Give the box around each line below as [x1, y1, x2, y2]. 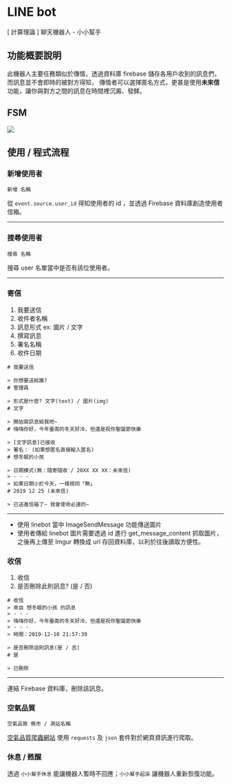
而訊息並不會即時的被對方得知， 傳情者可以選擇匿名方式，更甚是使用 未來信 [7, 78, 220, 86]
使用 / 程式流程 [7, 146, 70, 158]
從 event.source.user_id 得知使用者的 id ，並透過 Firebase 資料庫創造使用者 [7, 199, 223, 207]
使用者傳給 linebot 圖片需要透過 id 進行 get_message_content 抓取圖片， [16, 529, 223, 537]
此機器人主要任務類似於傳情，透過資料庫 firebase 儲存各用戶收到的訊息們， [7, 70, 221, 78]
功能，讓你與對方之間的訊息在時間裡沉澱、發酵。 [7, 87, 146, 95]
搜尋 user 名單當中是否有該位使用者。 [7, 263, 113, 272]
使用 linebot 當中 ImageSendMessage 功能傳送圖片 [16, 520, 162, 529]
